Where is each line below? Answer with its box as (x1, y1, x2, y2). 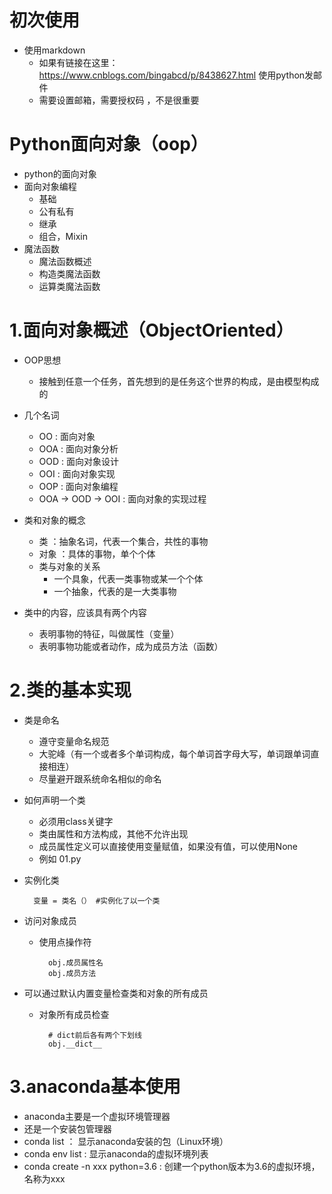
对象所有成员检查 (38, 1008, 110, 1020)
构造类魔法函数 (38, 267, 101, 280)
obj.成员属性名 (47, 957, 104, 968)
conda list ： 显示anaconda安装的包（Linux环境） (23, 1135, 229, 1147)
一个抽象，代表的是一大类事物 (53, 585, 177, 597)
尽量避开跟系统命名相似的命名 (38, 772, 162, 785)
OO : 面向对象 (38, 430, 96, 442)
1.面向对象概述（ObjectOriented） (9, 319, 294, 342)
